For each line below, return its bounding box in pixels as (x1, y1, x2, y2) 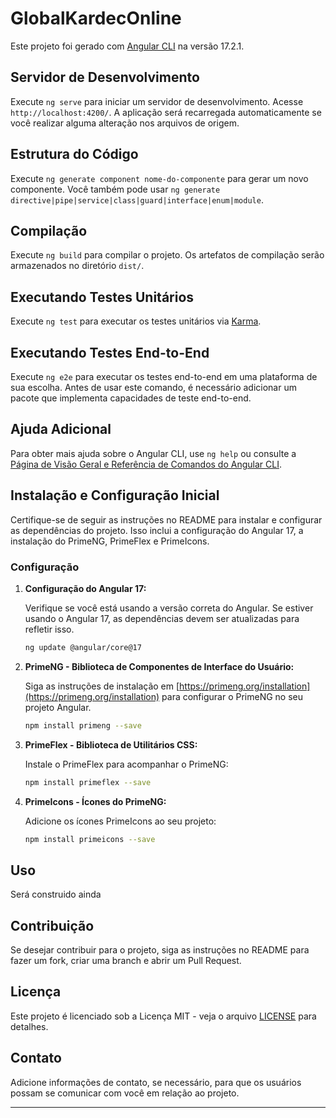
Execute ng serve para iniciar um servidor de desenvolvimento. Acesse (10, 95, 304, 107)
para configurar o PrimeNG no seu (161, 690, 304, 702)
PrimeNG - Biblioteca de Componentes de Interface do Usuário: (24, 660, 295, 672)
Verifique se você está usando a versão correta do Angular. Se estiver (24, 602, 314, 614)
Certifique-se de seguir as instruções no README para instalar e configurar (10, 513, 323, 526)
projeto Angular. (24, 701, 92, 713)
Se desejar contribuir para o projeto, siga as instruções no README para (10, 944, 310, 956)
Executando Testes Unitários (10, 288, 195, 306)
